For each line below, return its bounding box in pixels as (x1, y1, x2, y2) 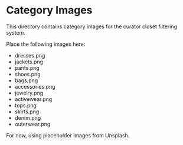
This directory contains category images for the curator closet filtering (6, 23, 178, 30)
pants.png (14, 64, 40, 71)
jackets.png (14, 58, 43, 65)
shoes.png (14, 70, 41, 77)
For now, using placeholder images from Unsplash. (6, 131, 130, 139)
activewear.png (14, 95, 53, 103)
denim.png (14, 114, 41, 121)
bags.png (14, 77, 38, 84)
